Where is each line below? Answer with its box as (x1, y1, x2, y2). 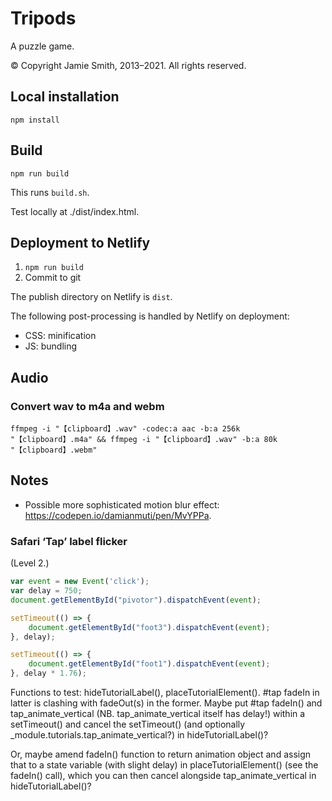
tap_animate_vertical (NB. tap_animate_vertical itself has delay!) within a (10, 708, 306, 720)
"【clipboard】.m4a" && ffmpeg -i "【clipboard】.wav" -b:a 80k (10, 435, 278, 445)
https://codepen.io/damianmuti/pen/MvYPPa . (24, 509, 212, 521)
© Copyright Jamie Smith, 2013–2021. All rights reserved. (10, 59, 247, 71)
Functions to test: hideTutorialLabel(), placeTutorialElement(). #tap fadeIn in (10, 687, 320, 699)
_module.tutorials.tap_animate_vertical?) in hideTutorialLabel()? (10, 729, 269, 741)
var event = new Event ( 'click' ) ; (10, 577, 150, 587)
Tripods (10, 7, 77, 30)
